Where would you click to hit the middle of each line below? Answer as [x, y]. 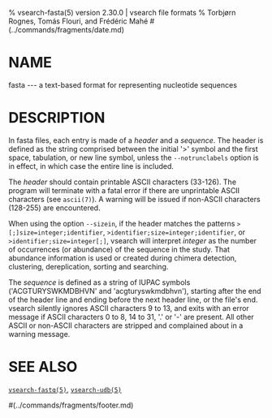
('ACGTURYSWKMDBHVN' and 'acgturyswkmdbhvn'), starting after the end [135, 291]
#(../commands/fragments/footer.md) [71, 405]
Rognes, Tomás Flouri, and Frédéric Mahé [78, 21]
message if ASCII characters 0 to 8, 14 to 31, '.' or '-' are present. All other [131, 317]
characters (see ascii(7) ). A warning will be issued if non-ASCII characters [135, 199]
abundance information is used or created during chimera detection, [123, 258]
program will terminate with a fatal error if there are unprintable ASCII [124, 190]
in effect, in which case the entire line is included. [91, 166]
